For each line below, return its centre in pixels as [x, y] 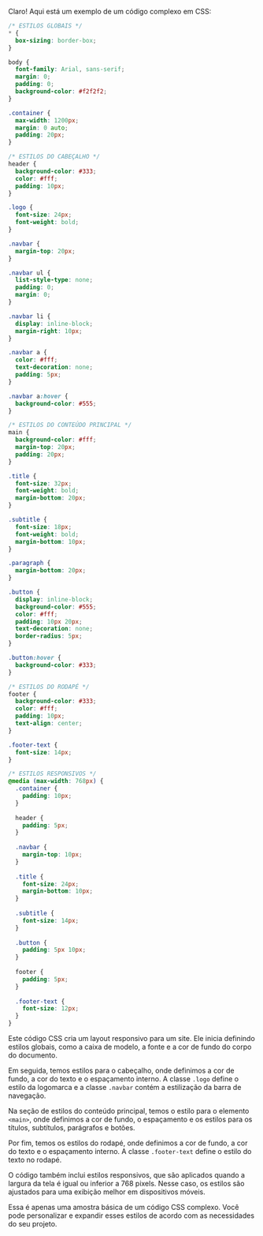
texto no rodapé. [35, 1160]
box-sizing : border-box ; [56, 40]
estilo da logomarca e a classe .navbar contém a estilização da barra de [125, 1087]
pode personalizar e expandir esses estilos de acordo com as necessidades [131, 1215]
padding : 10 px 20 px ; [49, 622]
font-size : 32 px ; [44, 483]
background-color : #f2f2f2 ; [61, 92]
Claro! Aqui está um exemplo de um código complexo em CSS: [110, 11]
